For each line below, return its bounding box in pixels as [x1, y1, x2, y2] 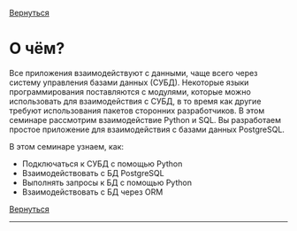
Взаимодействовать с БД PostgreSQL [21, 167, 165, 178]
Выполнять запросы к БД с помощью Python [21, 177, 193, 188]
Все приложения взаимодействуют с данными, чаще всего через [9, 67, 258, 78]
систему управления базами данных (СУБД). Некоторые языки [9, 77, 249, 88]
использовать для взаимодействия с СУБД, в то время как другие [9, 96, 262, 106]
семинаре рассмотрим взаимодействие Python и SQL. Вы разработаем [9, 114, 281, 125]
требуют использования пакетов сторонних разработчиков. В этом [9, 105, 265, 116]
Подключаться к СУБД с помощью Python [21, 158, 183, 169]
